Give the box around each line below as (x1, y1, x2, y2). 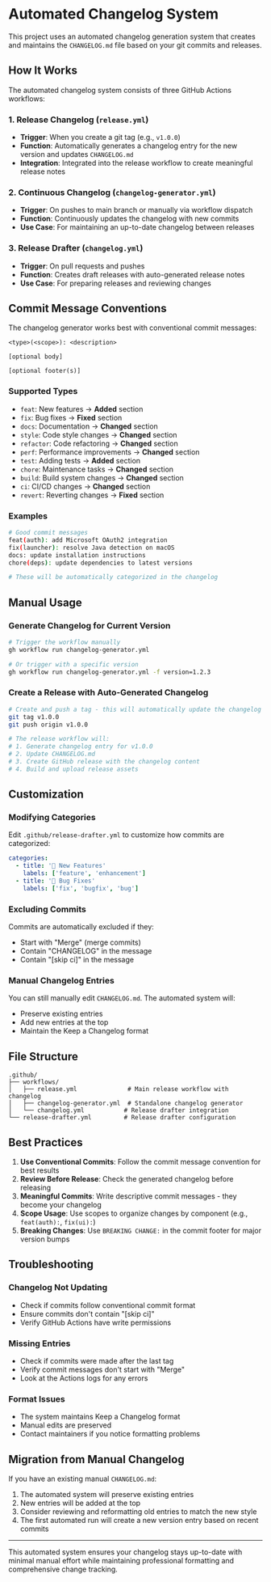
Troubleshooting (8, 1258, 94, 1271)
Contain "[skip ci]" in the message (19, 955, 135, 965)
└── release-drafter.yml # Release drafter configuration (8, 1114, 236, 1122)
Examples (8, 510, 48, 522)
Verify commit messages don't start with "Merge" (19, 1364, 186, 1375)
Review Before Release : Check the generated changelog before (19, 1174, 234, 1184)
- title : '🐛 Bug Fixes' (15, 877, 95, 886)
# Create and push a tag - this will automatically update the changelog (8, 705, 262, 713)
